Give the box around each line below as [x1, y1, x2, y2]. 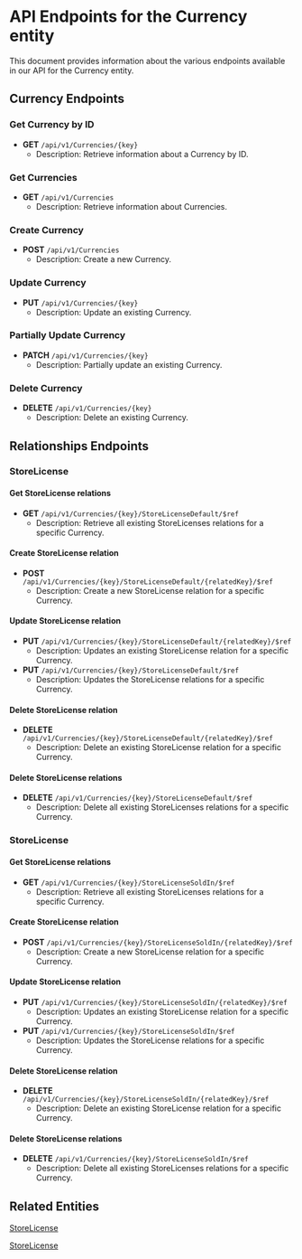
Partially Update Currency [9, 329, 126, 342]
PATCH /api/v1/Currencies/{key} [22, 350, 149, 361]
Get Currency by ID [9, 118, 95, 131]
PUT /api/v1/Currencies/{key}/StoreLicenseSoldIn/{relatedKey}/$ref [22, 996, 288, 1007]
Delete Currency [9, 381, 83, 394]
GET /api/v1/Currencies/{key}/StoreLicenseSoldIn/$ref [22, 877, 235, 888]
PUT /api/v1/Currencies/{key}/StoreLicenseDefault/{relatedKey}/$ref [22, 635, 292, 647]
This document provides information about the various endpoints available [9, 55, 286, 66]
